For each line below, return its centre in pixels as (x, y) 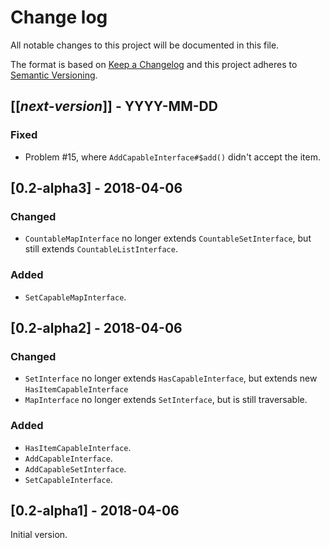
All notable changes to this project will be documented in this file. (145, 45)
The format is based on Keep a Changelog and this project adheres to (154, 64)
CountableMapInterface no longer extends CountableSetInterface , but (168, 238)
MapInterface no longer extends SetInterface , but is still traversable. (166, 400)
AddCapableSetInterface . (75, 468)
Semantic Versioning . (54, 75)
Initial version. (39, 535)
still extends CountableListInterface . (101, 249)
